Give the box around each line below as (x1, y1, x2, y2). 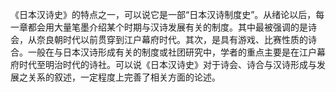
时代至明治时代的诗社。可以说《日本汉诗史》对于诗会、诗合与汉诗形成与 (18, 59, 317, 70)
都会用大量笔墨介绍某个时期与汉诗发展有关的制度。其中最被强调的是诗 (27, 21, 317, 33)
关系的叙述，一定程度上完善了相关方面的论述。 (27, 71, 221, 83)
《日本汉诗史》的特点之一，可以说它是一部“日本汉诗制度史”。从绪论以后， (10, 9, 317, 20)
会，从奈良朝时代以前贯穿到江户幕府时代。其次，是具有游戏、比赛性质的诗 (10, 34, 317, 45)
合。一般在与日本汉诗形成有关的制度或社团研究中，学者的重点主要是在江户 (10, 46, 317, 58)
